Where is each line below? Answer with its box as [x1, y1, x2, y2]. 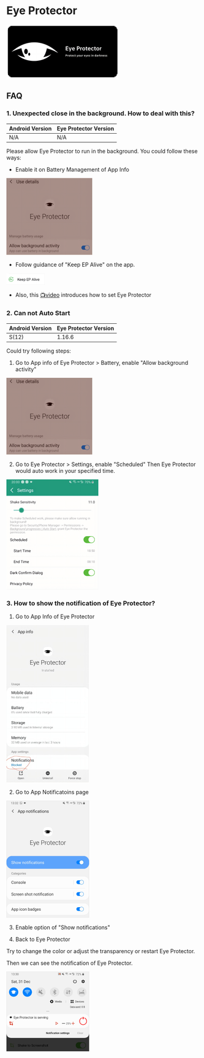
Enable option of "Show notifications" [15, 924, 110, 931]
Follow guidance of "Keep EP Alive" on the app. [15, 261, 135, 268]
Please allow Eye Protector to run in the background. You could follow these [6, 147, 198, 155]
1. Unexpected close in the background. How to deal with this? [6, 109, 195, 118]
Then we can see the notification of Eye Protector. [6, 959, 133, 967]
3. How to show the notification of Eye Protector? [6, 599, 156, 607]
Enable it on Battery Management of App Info [15, 166, 130, 173]
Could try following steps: [6, 347, 72, 355]
